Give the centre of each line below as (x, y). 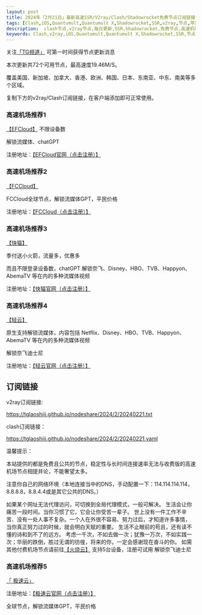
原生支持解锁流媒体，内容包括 (43, 333)
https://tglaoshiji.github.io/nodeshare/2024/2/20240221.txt (79, 414)
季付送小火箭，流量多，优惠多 (43, 255)
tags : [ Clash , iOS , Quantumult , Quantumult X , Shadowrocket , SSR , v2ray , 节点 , (98, 23)
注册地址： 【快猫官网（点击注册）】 (48, 289)
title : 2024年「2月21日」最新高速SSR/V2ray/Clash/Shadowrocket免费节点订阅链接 (101, 17)
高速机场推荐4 (27, 305)
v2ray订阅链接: (25, 402)
